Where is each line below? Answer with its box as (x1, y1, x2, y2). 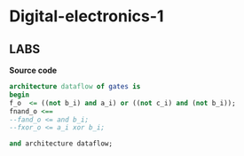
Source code (9, 65, 58, 75)
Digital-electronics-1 (9, 6, 164, 27)
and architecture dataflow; (9, 139, 114, 148)
